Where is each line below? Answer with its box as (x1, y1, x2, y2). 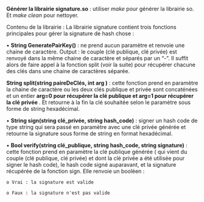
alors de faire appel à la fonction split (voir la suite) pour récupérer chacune (6, 61, 196, 68)
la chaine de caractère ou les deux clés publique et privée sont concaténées (6, 86, 198, 93)
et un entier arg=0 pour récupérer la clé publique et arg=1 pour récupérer (6, 92, 194, 99)
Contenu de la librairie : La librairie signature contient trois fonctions (6, 24, 177, 30)
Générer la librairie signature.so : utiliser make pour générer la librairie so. (6, 5, 194, 12)
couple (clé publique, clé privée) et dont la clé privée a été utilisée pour (6, 155, 185, 162)
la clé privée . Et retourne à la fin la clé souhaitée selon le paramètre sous (6, 99, 191, 106)
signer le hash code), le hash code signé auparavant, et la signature (6, 161, 177, 168)
